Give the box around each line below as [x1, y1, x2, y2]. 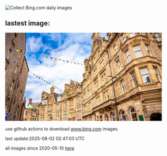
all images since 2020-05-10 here [5, 145, 75, 152]
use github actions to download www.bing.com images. [5, 126, 119, 132]
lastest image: [5, 19, 50, 27]
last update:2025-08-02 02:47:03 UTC [5, 136, 85, 142]
